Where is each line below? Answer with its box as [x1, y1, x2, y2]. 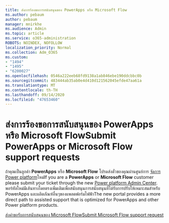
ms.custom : [5, 54, 28, 60]
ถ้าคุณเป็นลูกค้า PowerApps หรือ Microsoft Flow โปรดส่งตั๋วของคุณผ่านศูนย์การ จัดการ [5, 168, 161, 175]
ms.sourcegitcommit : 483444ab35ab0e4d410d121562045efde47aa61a [5, 78, 142, 83]
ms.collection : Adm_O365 [5, 50, 58, 55]
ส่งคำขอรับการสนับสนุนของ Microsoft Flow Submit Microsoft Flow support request [5, 212, 164, 218]
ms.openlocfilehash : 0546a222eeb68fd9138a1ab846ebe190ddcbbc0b [5, 73, 142, 79]
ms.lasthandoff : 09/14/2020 [5, 92, 65, 97]
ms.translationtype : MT [5, 83, 56, 88]
